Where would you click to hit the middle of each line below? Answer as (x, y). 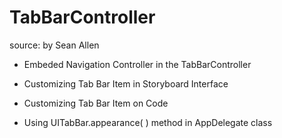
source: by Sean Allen (54, 45)
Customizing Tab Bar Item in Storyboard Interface (126, 83)
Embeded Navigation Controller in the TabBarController (137, 64)
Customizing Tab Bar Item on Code (96, 103)
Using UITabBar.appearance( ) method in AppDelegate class (148, 122)
